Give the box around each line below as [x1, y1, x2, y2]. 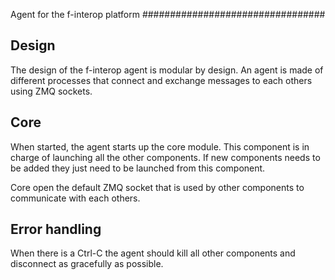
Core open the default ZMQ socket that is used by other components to [10, 181, 305, 193]
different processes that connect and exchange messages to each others [10, 74, 313, 86]
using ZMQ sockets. [10, 85, 93, 97]
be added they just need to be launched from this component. [10, 162, 266, 174]
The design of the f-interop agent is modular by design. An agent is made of [10, 64, 324, 76]
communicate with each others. [10, 192, 141, 204]
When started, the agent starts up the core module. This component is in [10, 140, 310, 153]
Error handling [10, 221, 102, 238]
